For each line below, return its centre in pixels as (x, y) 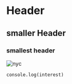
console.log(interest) (35, 75)
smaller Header (36, 33)
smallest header (31, 51)
